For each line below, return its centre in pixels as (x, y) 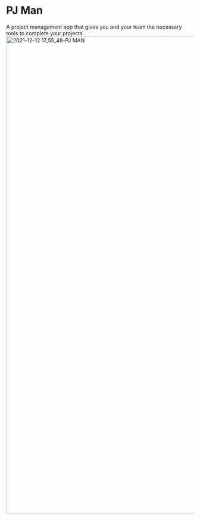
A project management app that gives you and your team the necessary (94, 27)
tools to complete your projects (44, 33)
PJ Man (25, 10)
